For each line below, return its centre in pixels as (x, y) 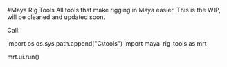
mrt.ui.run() (24, 57)
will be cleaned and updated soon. (56, 17)
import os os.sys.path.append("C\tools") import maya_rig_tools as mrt (107, 43)
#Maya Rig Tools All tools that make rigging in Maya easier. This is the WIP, (114, 10)
